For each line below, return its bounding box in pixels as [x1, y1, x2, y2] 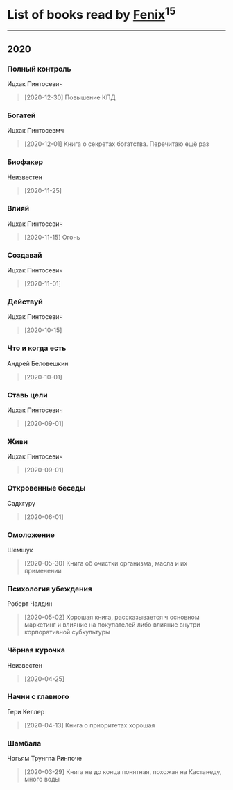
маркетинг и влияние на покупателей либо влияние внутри [24, 620, 200, 629]
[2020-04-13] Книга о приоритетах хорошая [24, 721, 155, 730]
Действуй [7, 297, 43, 306]
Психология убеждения [7, 584, 92, 593]
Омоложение [7, 529, 55, 539]
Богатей [7, 110, 36, 120]
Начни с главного [7, 692, 69, 702]
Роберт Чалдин [7, 600, 53, 608]
